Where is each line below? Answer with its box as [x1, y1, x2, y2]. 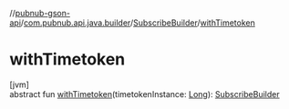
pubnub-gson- [15, 8, 71, 18]
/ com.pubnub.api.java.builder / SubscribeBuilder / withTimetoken [20, 17, 255, 28]
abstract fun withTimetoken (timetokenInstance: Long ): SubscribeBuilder [9, 88, 280, 99]
